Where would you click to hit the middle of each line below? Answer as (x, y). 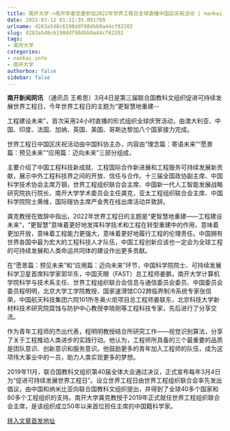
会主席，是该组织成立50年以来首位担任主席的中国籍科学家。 (92, 406)
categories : (24, 52)
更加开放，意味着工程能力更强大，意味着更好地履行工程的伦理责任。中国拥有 (115, 234)
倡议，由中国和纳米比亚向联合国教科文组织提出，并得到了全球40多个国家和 (113, 389)
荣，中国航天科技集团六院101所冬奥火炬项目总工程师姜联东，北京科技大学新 (114, 300)
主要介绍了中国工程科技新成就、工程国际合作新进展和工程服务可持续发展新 (112, 167)
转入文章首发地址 (31, 421)
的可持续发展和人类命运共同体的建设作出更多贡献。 (79, 251)
